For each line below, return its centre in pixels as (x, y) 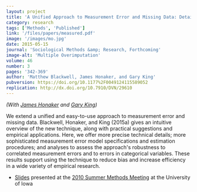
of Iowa (24, 183)
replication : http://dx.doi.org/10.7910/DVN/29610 (69, 88)
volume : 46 (19, 60)
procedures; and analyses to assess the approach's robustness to (86, 147)
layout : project (26, 11)
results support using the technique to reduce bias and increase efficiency (96, 160)
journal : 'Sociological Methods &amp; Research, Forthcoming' (84, 50)
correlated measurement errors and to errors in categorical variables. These (98, 153)
